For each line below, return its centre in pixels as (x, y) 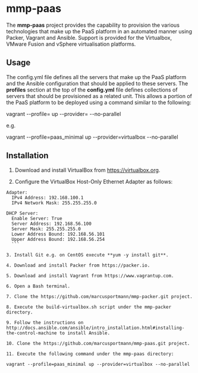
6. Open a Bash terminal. (38, 286)
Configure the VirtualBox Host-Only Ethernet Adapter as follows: (94, 181)
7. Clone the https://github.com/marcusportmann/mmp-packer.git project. (100, 296)
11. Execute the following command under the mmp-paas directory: (90, 354)
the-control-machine (32, 333)
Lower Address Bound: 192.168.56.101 (58, 234)
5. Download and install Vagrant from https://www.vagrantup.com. (90, 275)
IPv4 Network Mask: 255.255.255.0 (54, 203)
